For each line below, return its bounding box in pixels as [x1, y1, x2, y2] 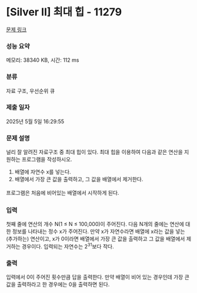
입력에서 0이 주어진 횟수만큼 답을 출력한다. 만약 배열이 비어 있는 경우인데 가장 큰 [6, 274, 190, 281]
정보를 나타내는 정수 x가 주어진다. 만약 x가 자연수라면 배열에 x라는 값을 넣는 [12, 228, 185, 235]
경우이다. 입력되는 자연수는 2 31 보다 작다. [21, 242, 114, 250]
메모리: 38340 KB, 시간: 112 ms [6, 56, 79, 64]
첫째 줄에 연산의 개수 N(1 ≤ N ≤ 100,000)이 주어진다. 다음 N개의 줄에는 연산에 [6, 221, 184, 228]
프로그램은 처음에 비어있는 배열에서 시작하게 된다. [6, 189, 119, 196]
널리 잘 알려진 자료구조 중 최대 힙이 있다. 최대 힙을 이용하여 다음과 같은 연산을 [6, 148, 183, 156]
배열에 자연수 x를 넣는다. [14, 168, 72, 175]
